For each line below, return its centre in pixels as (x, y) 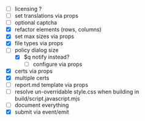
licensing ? (28, 9)
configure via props (58, 64)
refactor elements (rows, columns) (58, 29)
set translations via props (46, 16)
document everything (42, 105)
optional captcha (36, 23)
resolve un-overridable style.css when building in (77, 92)
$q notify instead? (46, 57)
